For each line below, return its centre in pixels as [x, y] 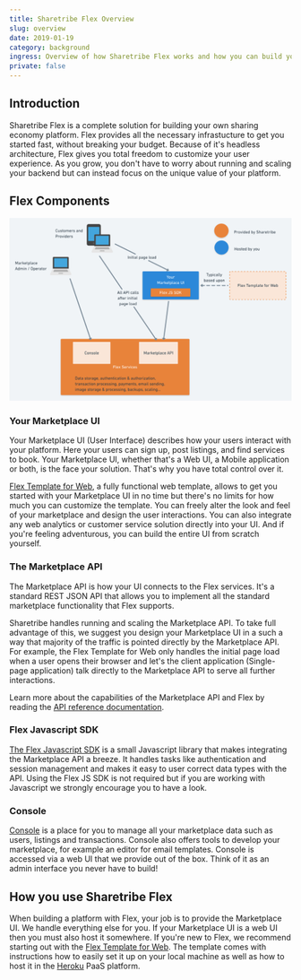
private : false [38, 66]
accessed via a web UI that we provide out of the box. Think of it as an [139, 859]
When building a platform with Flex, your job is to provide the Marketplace [146, 918]
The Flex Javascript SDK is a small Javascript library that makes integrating [148, 750]
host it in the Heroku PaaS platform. [75, 966]
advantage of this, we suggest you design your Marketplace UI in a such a [146, 632]
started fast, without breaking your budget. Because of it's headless [135, 144]
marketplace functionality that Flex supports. [92, 605]
